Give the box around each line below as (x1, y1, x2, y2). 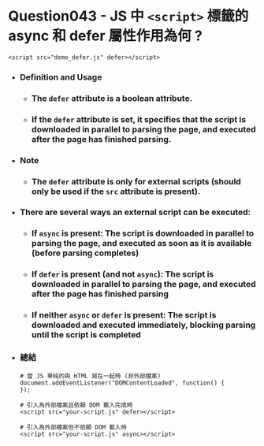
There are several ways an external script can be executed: (19, 206, 251, 217)
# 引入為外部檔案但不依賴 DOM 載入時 (19, 423, 128, 431)
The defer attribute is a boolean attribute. (31, 92, 193, 103)
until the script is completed (31, 329, 142, 340)
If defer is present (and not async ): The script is (31, 269, 214, 280)
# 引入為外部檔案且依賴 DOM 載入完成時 (19, 401, 133, 409)
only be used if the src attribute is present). (31, 186, 201, 197)
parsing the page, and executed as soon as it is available (31, 238, 252, 249)
